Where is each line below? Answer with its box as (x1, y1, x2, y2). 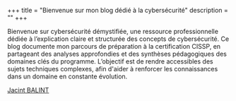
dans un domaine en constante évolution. (7, 72, 128, 81)
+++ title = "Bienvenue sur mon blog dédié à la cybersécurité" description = (7, 6, 228, 14)
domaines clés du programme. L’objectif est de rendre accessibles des (7, 57, 213, 66)
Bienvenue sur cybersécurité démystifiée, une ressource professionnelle (7, 28, 219, 35)
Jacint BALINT (7, 86, 49, 94)
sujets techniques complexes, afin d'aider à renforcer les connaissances (7, 65, 218, 73)
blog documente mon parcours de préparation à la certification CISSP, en (7, 42, 221, 50)
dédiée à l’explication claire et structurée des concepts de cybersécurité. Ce (7, 35, 230, 43)
